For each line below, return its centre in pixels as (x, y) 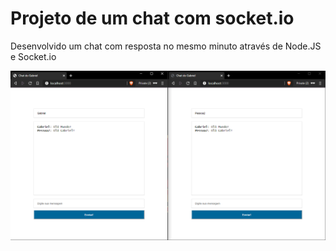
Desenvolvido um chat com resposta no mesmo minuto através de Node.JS (166, 46)
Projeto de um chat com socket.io (152, 18)
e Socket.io (33, 56)
